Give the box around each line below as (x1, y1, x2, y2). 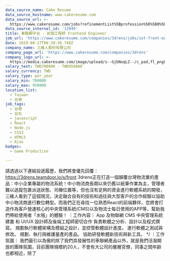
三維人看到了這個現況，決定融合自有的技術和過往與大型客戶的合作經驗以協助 (5, 193, 165, 199)
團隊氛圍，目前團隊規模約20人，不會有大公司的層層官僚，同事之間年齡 (14, 244, 162, 250)
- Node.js (10, 125, 30, 130)
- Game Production (10, 149, 49, 154)
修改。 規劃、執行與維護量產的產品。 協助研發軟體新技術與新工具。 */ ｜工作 (5, 231, 165, 237)
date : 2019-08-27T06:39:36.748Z (5, 41, 73, 46)
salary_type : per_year (5, 73, 53, 79)
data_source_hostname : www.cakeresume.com (5, 12, 96, 17)
